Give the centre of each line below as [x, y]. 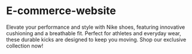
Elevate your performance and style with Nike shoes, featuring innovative [96, 27]
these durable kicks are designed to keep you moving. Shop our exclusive [96, 39]
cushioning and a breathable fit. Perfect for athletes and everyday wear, [94, 33]
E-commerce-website [61, 11]
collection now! [25, 46]
